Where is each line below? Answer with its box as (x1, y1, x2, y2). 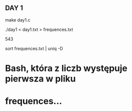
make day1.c (5, 17, 31, 23)
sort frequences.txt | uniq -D (5, 45, 63, 51)
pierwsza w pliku (5, 73, 76, 84)
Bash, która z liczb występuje (5, 63, 128, 74)
